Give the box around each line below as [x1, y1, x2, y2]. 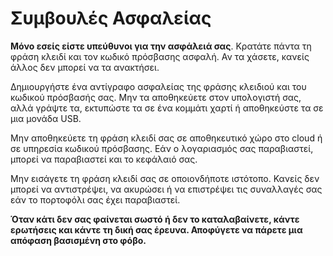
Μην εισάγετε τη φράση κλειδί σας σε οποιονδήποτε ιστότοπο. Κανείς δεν [10, 172, 320, 184]
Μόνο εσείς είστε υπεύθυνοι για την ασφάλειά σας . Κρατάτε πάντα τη [10, 40, 312, 52]
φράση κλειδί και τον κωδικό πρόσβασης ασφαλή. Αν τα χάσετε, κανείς [10, 50, 310, 62]
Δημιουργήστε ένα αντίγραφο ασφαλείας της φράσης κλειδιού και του [10, 80, 307, 92]
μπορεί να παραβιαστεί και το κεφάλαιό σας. [10, 153, 198, 165]
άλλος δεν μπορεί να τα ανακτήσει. [10, 61, 160, 73]
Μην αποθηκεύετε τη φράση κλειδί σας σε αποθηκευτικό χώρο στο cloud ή [10, 132, 323, 144]
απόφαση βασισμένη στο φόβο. [10, 234, 147, 246]
